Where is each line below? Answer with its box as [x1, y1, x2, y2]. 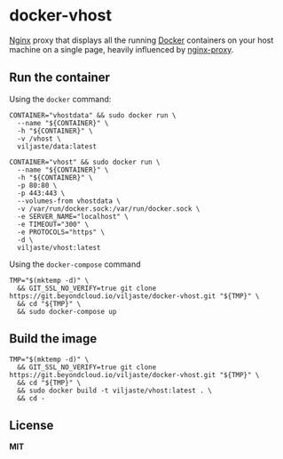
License [9, 417, 54, 432]
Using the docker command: [9, 93, 112, 104]
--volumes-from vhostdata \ [17, 197, 122, 205]
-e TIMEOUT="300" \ [17, 220, 90, 229]
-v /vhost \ [17, 134, 62, 143]
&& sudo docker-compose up [17, 307, 117, 316]
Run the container [9, 70, 111, 85]
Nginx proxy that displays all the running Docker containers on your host [9, 35, 274, 45]
